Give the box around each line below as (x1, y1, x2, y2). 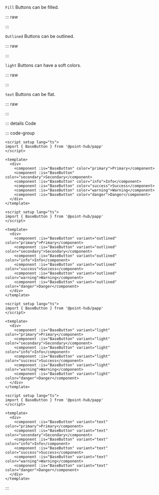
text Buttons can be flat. (5, 91, 56, 97)
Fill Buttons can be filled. (5, 4, 59, 10)
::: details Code (5, 120, 36, 126)
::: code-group (5, 130, 35, 136)
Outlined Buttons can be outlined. (5, 33, 75, 39)
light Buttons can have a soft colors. (5, 62, 81, 68)
